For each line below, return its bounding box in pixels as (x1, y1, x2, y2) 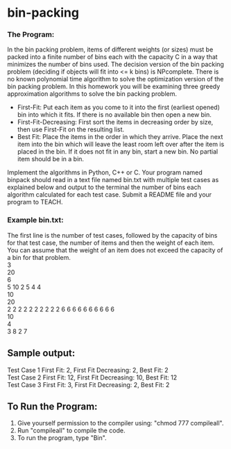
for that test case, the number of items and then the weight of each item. (7, 238, 215, 247)
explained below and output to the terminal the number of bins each (7, 183, 201, 192)
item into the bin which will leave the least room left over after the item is (17, 140, 225, 149)
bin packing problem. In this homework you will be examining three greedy (7, 82, 221, 91)
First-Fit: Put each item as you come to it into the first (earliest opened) (17, 103, 221, 112)
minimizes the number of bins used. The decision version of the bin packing (7, 60, 224, 69)
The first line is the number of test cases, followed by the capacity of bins (7, 231, 218, 239)
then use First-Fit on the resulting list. (17, 125, 125, 133)
